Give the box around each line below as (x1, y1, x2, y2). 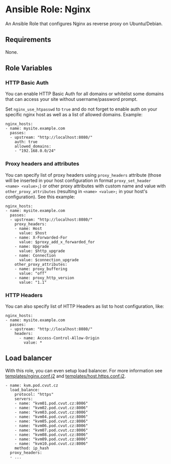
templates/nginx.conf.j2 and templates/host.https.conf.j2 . (5, 373, 126, 379)
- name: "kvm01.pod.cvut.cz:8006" (14, 400, 88, 406)
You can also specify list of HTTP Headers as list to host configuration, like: (5, 303, 164, 309)
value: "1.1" (18, 280, 47, 285)
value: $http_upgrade (18, 248, 66, 254)
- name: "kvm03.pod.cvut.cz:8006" (14, 410, 88, 415)
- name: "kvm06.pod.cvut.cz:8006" (14, 423, 88, 428)
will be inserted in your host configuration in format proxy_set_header (5, 177, 151, 183)
